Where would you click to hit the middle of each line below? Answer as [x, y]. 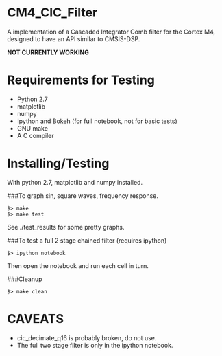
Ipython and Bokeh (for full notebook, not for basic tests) [97, 121]
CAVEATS [35, 319]
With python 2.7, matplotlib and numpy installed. [75, 182]
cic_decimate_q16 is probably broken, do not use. [87, 337]
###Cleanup [25, 279]
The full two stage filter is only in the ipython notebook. [95, 345]
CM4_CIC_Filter [52, 13]
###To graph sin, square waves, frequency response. [83, 196]
